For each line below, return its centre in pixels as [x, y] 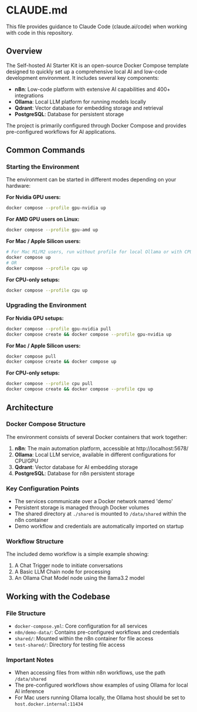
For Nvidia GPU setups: [35, 318]
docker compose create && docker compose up [61, 362]
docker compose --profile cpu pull [50, 384]
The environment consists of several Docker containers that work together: [97, 437]
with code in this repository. [40, 32]
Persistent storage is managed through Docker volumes [82, 508]
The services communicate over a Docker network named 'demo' [94, 501]
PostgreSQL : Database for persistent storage [69, 114]
